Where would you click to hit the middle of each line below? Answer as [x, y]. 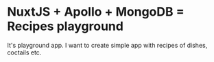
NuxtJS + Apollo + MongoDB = [96, 12]
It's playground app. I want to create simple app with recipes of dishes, [107, 45]
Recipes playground [65, 26]
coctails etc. [24, 52]
